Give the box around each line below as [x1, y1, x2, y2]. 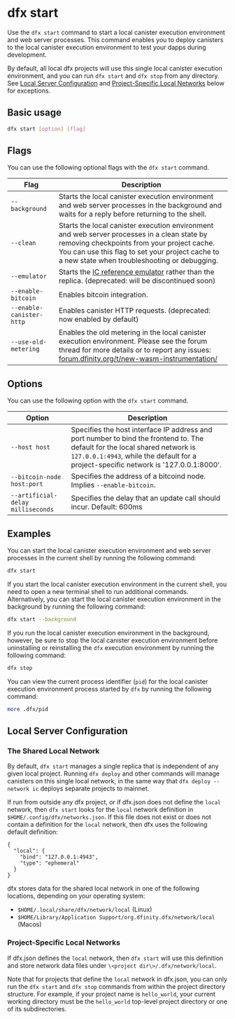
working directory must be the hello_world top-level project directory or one [7, 997, 228, 1006]
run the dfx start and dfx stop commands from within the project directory [7, 982, 226, 990]
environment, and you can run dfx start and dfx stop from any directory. [7, 72, 220, 80]
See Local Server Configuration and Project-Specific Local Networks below [7, 79, 225, 87]
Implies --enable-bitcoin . [71, 480, 156, 490]
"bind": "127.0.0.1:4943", [20, 853, 99, 861]
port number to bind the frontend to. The [71, 433, 204, 443]
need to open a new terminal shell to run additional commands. [7, 587, 189, 595]
